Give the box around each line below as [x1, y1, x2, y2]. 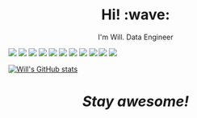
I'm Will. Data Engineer [98, 32, 174, 42]
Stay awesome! [82, 92, 190, 111]
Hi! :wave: [101, 6, 170, 24]
